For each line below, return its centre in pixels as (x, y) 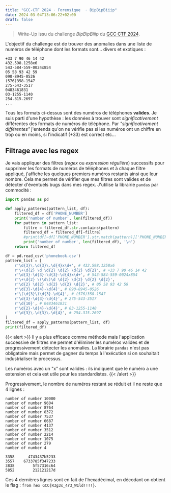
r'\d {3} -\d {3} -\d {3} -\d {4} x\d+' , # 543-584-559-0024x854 (76, 275)
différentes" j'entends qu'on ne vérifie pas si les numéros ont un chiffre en (83, 129)
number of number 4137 (29, 425)
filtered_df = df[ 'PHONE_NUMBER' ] (51, 213)
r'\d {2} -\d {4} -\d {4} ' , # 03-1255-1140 (55, 308)
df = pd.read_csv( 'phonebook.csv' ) (43, 256)
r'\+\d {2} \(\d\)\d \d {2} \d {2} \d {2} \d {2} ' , (65, 280)
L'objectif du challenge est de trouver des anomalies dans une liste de (79, 44)
